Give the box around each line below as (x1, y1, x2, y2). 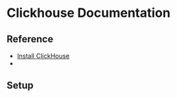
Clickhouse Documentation (6, 5, 171, 21)
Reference (6, 33, 54, 45)
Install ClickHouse (16, 51, 70, 60)
